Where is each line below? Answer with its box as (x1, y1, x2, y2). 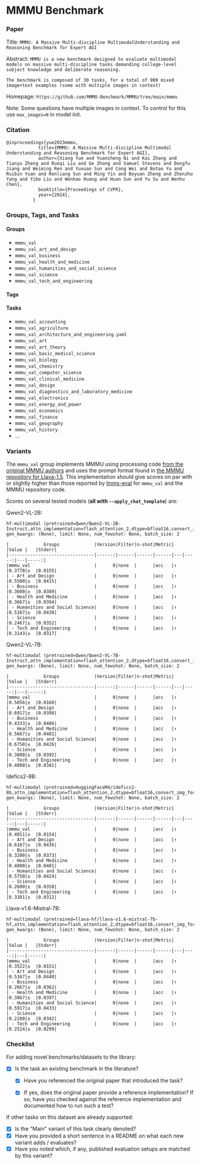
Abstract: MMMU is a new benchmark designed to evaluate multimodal (6, 55, 177, 63)
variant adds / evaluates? (14, 1139, 77, 1146)
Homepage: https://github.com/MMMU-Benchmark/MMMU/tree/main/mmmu (6, 93, 177, 100)
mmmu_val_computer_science (14, 369, 82, 375)
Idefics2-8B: (6, 773, 37, 780)
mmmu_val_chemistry (14, 363, 64, 369)
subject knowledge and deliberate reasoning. (6, 67, 121, 73)
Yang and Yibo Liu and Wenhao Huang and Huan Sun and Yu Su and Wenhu (6, 176, 185, 182)
